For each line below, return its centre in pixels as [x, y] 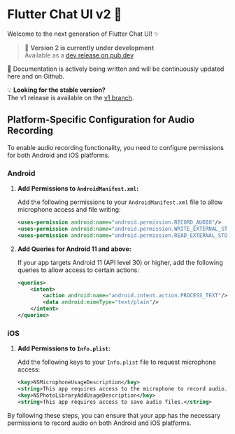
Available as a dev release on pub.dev [79, 55]
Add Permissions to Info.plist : [64, 348]
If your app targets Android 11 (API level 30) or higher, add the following [120, 262]
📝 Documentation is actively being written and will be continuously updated [116, 69]
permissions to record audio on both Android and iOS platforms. [99, 423]
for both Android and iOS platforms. [59, 155]
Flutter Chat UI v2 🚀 [65, 14]
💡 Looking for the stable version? [57, 90]
